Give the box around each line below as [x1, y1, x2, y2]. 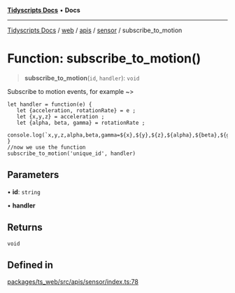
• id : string [7, 187, 41, 196]
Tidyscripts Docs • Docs [7, 6, 80, 14]
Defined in [7, 259, 54, 271]
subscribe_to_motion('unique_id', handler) [7, 150, 136, 157]
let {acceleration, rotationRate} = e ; [16, 107, 136, 114]
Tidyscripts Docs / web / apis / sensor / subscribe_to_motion [7, 26, 183, 34]
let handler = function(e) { [7, 101, 92, 108]
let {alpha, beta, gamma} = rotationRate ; [16, 119, 145, 126]
